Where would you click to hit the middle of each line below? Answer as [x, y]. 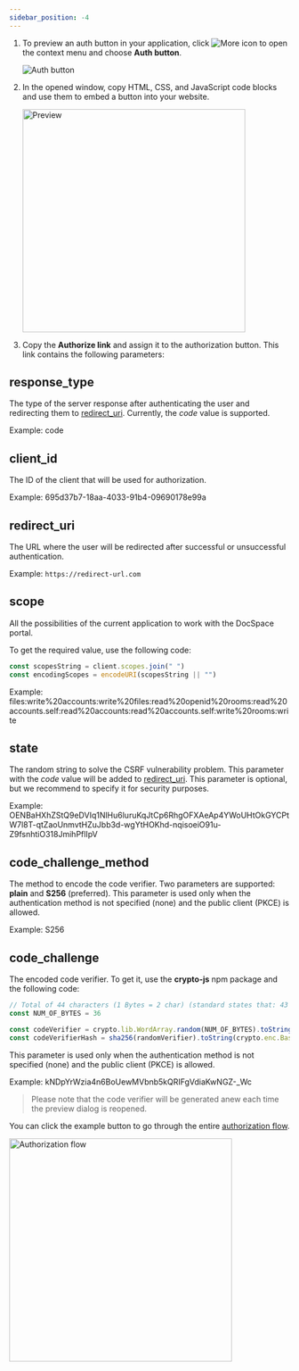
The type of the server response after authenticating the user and [129, 403]
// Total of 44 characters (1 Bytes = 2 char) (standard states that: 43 [149, 1005]
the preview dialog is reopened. [89, 1109]
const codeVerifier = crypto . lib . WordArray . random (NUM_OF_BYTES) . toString [151, 1029]
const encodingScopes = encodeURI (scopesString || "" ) [113, 675]
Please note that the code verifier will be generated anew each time [155, 1099]
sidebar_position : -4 [49, 17]
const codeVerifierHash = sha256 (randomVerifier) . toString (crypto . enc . [145, 1038]
